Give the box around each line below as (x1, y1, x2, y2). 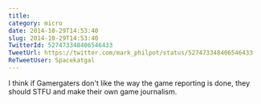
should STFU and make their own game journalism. (8, 86, 177, 96)
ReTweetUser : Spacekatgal (8, 57, 95, 65)
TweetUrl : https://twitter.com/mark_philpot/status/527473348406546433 (8, 49, 253, 57)
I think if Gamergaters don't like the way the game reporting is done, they (8, 78, 251, 88)
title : (8, 11, 31, 20)
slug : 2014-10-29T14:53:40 (8, 34, 99, 42)
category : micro (8, 19, 63, 27)
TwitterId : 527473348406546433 (8, 42, 113, 50)
